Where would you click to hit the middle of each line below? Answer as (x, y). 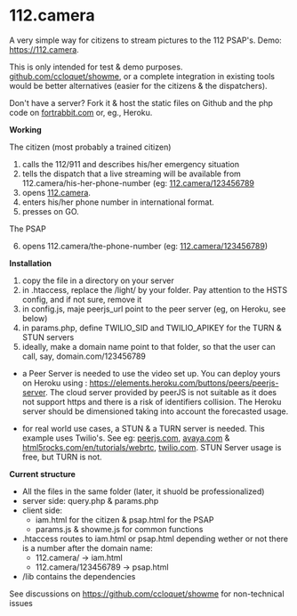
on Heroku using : (55, 383)
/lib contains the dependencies (79, 576)
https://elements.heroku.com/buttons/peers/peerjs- (184, 383)
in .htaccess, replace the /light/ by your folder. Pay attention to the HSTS (155, 289)
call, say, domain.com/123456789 (84, 356)
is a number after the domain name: (87, 547)
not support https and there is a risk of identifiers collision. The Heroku (152, 401)
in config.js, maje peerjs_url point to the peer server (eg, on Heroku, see (154, 309)
